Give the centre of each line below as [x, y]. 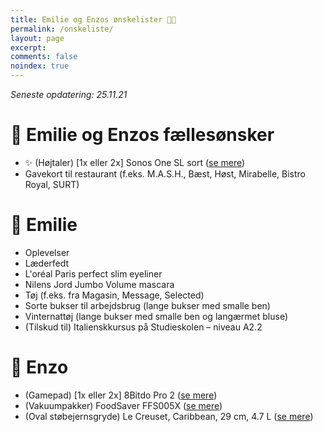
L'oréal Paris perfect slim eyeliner [93, 273]
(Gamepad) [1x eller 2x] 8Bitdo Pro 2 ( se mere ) [121, 395]
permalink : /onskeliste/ [62, 29]
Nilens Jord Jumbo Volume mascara [99, 284]
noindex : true [40, 66]
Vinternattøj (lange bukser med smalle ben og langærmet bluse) [156, 316]
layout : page [37, 38]
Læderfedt [47, 263]
